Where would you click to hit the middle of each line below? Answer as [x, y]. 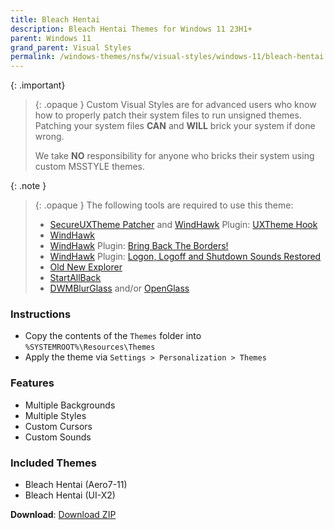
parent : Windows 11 [51, 38]
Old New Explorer [86, 267]
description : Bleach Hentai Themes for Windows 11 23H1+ [131, 29]
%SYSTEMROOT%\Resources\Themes [90, 347]
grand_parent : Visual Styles [71, 47]
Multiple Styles [55, 415]
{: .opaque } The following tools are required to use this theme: [164, 205]
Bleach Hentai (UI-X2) [70, 495]
